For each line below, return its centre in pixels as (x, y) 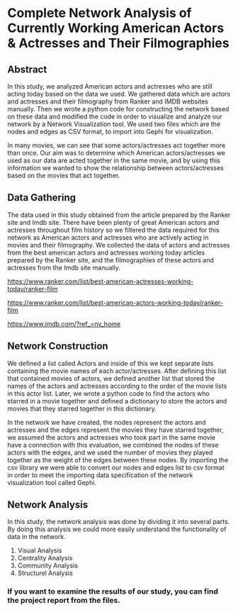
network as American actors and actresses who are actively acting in (108, 237)
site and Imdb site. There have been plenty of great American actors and (113, 222)
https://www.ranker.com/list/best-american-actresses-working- (101, 281)
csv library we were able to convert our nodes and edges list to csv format (116, 467)
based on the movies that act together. (64, 176)
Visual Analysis (40, 550)
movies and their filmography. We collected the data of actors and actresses (119, 245)
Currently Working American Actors (116, 28)
